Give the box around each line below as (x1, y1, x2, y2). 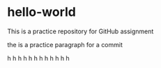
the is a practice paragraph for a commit (7, 40, 123, 49)
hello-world (7, 4, 77, 20)
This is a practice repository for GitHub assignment (7, 27, 154, 35)
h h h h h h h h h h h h (7, 53, 70, 62)
